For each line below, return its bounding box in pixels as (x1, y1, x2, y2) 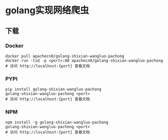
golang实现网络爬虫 (5, 5, 89, 16)
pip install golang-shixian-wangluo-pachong (5, 87, 102, 92)
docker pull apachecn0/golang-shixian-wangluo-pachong (5, 53, 125, 59)
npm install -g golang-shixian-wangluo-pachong (5, 120, 109, 125)
